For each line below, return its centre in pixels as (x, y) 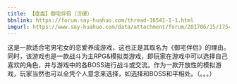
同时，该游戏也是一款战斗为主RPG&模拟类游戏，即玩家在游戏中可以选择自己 (117, 56)
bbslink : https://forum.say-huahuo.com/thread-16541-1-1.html (101, 20)
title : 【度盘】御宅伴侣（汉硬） (50, 14)
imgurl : (19, 27)
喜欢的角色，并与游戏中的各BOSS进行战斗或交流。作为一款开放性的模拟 (111, 65)
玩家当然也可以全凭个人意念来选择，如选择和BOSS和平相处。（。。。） (117, 73)
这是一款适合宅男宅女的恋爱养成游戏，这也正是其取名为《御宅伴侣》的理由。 (119, 48)
